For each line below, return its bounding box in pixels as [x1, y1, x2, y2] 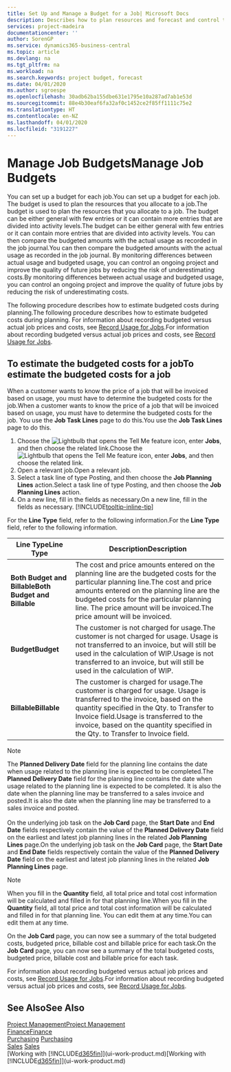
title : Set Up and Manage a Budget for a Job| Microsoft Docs [7, 10, 189, 17]
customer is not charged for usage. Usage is [75, 631, 219, 641]
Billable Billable [10, 703, 60, 713]
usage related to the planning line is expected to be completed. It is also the [7, 782, 221, 790]
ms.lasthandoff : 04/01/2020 [7, 119, 88, 126]
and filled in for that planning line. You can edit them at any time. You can [7, 911, 212, 920]
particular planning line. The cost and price [75, 577, 212, 587]
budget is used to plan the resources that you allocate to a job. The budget [7, 208, 219, 216]
